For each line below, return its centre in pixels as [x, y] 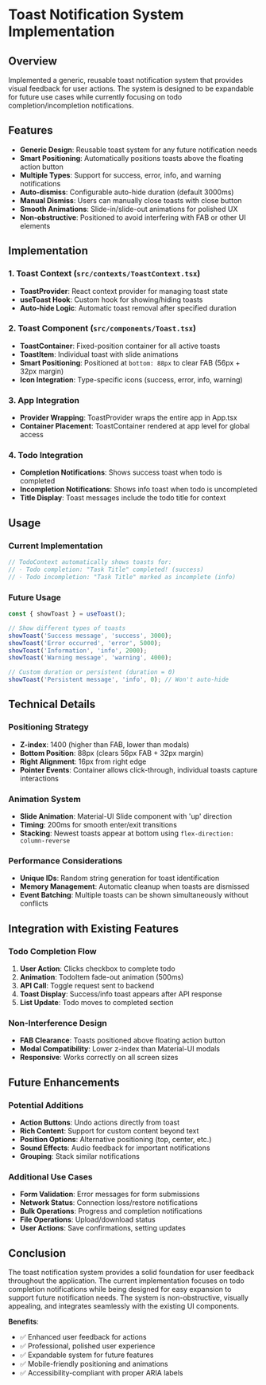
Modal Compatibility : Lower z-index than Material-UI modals [120, 1049]
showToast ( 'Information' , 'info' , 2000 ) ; [78, 651]
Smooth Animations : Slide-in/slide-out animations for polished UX [129, 209]
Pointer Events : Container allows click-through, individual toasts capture [139, 769]
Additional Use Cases [50, 1176]
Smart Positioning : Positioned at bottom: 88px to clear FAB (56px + [130, 362]
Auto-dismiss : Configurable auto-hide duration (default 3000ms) [127, 192]
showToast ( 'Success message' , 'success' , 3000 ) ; [90, 636]
